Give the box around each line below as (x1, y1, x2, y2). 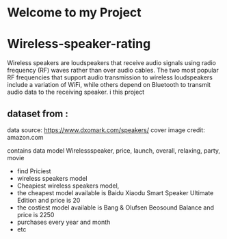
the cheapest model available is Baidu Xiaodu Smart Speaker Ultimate (16, 188, 214, 197)
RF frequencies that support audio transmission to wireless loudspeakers (7, 73, 213, 81)
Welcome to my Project (7, 5, 142, 21)
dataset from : (7, 108, 68, 119)
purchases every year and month (16, 218, 111, 226)
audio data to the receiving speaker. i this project (7, 88, 145, 97)
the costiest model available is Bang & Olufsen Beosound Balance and (16, 203, 214, 212)
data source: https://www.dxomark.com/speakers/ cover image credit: (7, 125, 205, 134)
